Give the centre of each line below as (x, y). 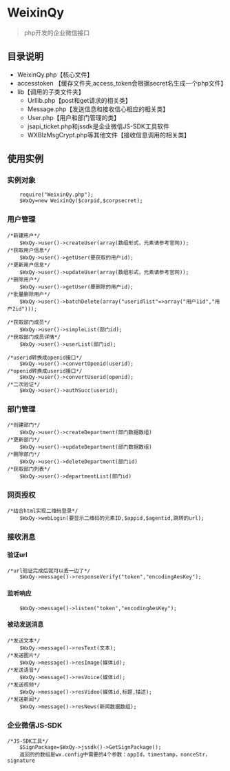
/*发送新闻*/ (24, 699)
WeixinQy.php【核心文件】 (55, 75)
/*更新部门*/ (24, 440)
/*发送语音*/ (24, 670)
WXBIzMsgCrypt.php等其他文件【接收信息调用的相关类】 (109, 135)
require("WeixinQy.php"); (57, 195)
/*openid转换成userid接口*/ (45, 371)
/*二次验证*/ (24, 384)
